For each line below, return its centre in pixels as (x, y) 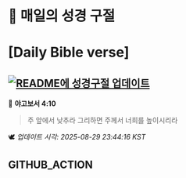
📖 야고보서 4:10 (32, 104)
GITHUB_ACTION (51, 164)
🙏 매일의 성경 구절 (62, 16)
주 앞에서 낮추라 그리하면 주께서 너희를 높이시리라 (102, 120)
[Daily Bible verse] (69, 53)
